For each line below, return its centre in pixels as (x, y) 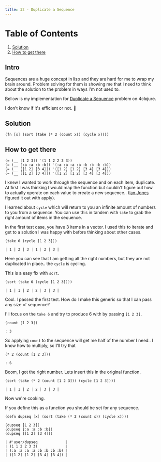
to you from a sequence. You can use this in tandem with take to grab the (78, 212)
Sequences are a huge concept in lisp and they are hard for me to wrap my (80, 79)
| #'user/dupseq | (37, 442)
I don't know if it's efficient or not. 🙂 (41, 108)
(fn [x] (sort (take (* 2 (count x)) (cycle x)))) (57, 135)
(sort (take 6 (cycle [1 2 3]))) (39, 282)
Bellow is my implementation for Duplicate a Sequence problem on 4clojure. (80, 99)
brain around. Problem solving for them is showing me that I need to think (78, 84)
